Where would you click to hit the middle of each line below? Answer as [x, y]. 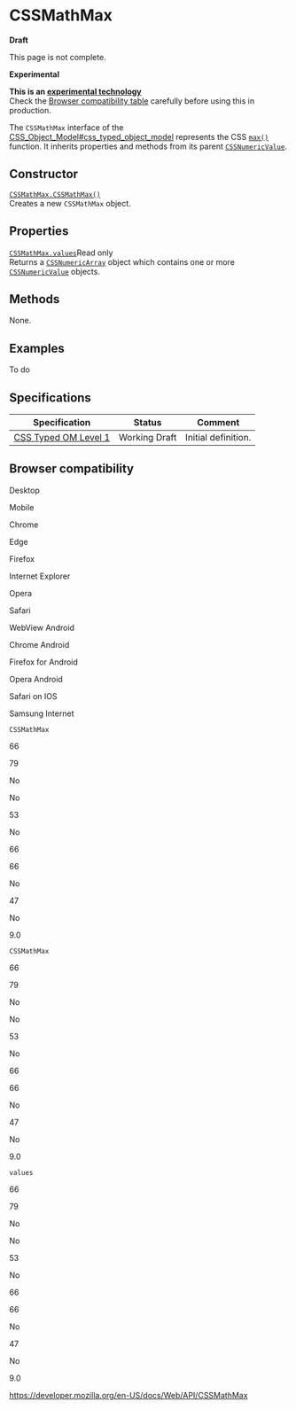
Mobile [22, 507]
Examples [37, 348]
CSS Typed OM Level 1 [62, 437]
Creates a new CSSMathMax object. [70, 203]
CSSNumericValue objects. [55, 271]
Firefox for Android [43, 662]
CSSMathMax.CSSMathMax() [55, 195]
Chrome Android [39, 644]
